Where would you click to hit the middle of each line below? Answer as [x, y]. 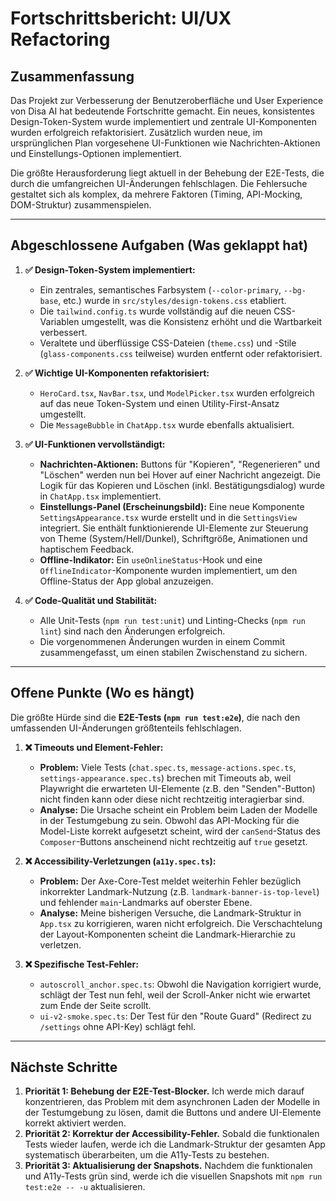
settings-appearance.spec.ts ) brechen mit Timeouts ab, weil [165, 778]
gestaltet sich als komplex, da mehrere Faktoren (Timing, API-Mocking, [156, 194]
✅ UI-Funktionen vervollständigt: [95, 444]
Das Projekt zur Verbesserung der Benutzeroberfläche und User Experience [167, 100]
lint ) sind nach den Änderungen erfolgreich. [132, 631]
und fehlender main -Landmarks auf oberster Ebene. [146, 902]
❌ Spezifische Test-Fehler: [81, 964]
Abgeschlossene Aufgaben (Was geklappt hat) [159, 245]
